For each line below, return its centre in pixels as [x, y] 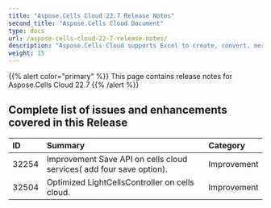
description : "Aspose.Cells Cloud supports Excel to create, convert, [129, 46]
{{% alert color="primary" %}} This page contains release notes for [120, 76]
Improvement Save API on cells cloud [117, 159]
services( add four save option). [107, 168]
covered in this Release [68, 123]
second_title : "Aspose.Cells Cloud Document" [86, 23]
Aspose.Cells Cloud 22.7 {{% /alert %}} [74, 85]
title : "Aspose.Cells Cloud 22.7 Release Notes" [92, 16]
